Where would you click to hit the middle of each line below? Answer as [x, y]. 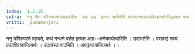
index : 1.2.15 [25, 11]
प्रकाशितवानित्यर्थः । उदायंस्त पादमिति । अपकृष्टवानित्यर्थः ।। [63, 45]
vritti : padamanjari [32, 22]
